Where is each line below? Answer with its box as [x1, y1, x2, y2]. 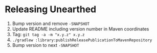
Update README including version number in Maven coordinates [12, 25, 149, 32]
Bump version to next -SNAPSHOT [12, 42, 80, 48]
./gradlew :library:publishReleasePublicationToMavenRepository [12, 37, 152, 43]
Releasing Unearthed [5, 4, 97, 15]
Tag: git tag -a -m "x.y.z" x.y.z [12, 31, 85, 37]
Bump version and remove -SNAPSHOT [12, 20, 90, 26]
